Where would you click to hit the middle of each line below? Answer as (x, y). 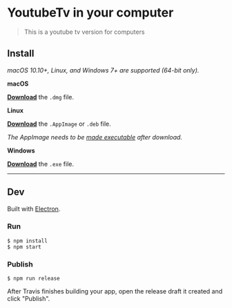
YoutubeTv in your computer (90, 13)
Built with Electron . (34, 209)
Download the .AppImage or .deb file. (59, 124)
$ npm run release (33, 279)
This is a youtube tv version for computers (84, 32)
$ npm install (28, 241)
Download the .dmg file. (41, 97)
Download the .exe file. (41, 164)
